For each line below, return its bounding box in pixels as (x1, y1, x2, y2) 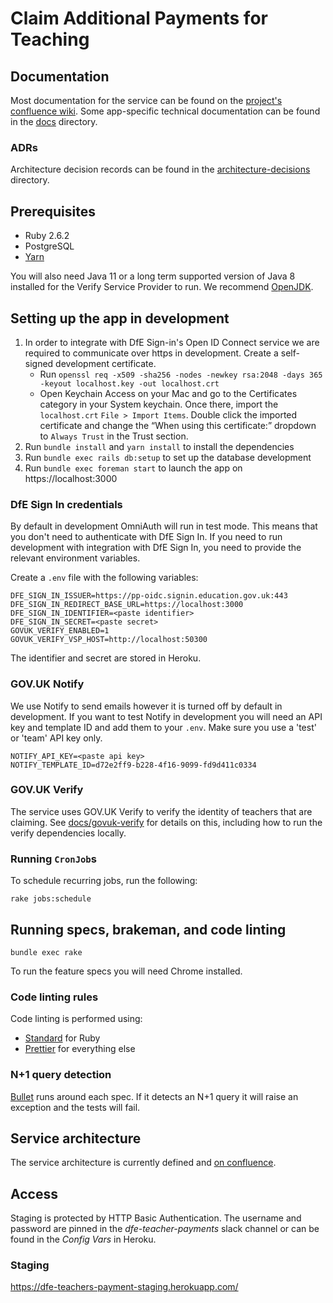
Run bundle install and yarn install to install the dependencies (24, 440, 295, 452)
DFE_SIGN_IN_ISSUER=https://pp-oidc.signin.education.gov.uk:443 (10, 591, 288, 601)
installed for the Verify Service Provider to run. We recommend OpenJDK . (10, 281, 314, 293)
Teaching (10, 28, 90, 51)
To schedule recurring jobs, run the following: (10, 875, 198, 887)
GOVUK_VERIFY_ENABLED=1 (10, 626, 110, 636)
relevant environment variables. (10, 552, 141, 564)
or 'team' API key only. (10, 732, 103, 744)
